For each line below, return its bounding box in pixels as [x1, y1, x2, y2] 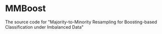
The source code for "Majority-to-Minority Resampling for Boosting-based [5, 19, 158, 25]
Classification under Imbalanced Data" [5, 24, 84, 30]
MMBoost [5, 3, 46, 14]
